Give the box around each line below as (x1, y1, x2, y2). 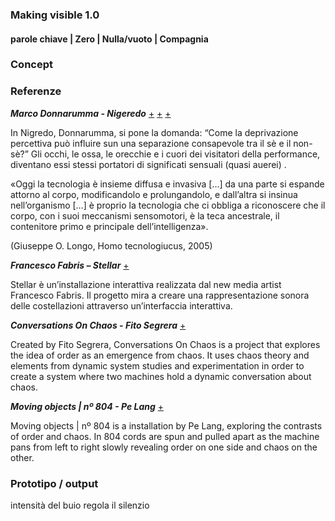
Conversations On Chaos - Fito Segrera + (10, 319, 187, 331)
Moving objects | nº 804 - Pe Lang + (10, 400, 164, 412)
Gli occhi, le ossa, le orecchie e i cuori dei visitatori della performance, (30, 148, 321, 160)
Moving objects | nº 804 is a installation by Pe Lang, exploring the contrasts (10, 419, 323, 432)
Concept (10, 58, 53, 72)
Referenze (10, 84, 62, 98)
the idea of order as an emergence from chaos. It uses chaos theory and (10, 349, 310, 361)
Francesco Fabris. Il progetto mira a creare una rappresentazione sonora (10, 289, 310, 301)
